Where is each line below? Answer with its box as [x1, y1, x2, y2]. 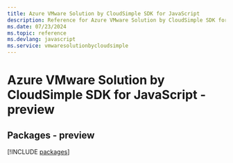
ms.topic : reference [7, 29, 67, 37]
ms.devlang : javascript [7, 36, 76, 43]
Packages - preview [7, 129, 95, 141]
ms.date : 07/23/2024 [7, 23, 67, 30]
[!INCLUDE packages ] [7, 148, 70, 156]
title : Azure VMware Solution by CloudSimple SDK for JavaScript [7, 10, 200, 17]
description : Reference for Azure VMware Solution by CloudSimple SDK [7, 17, 216, 24]
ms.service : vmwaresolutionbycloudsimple [7, 42, 129, 49]
